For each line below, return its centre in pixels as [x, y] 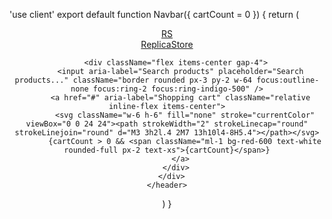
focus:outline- [288, 80]
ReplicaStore [167, 44]
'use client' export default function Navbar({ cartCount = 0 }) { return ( [154, 14]
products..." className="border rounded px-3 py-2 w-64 [133, 80]
